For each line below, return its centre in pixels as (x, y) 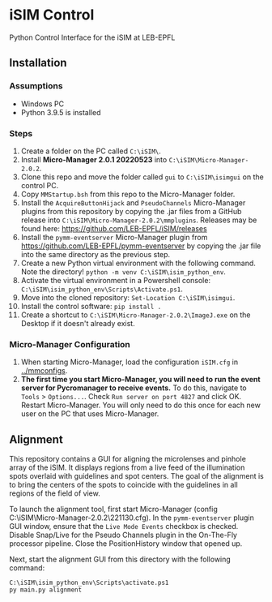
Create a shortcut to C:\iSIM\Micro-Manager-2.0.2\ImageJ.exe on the (136, 315)
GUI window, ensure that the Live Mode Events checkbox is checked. (124, 527)
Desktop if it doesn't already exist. (78, 323)
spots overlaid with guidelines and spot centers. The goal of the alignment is (136, 476)
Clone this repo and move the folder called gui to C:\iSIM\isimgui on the (142, 177)
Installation (38, 63)
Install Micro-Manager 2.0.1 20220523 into (94, 159)
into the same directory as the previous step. (96, 254)
